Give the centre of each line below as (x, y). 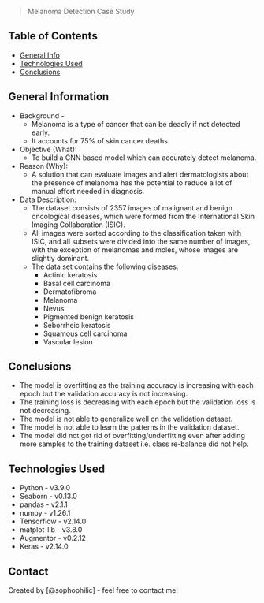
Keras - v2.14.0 (44, 546)
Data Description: (48, 199)
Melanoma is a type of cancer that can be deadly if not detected (136, 124)
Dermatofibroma (70, 292)
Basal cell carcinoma (77, 283)
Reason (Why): (44, 166)
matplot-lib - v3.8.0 (51, 530)
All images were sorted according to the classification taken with (136, 233)
